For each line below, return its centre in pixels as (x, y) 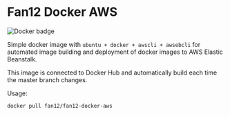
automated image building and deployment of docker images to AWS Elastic (115, 52)
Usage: (17, 93)
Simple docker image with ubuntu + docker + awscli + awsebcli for (104, 44)
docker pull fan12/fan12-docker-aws (60, 106)
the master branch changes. (47, 79)
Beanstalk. (22, 59)
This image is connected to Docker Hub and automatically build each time (112, 72)
